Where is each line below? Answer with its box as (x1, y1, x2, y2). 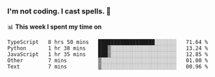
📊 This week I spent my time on (7, 22, 102, 31)
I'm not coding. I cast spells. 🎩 (7, 6, 111, 16)
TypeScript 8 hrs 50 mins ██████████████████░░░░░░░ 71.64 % (7, 38, 209, 46)
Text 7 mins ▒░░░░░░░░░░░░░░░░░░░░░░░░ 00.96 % (7, 63, 209, 71)
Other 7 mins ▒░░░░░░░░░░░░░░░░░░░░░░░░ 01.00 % (7, 57, 209, 64)
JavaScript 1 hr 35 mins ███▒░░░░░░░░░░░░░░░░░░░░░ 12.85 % (7, 51, 209, 58)
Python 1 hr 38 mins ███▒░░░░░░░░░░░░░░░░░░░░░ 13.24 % (7, 45, 209, 52)
